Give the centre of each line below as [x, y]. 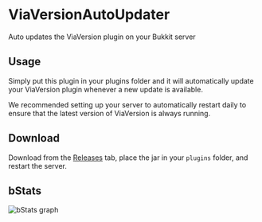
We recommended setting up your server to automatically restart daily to [127, 104]
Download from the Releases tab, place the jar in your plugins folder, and [128, 158]
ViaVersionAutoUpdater [89, 15]
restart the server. [38, 166]
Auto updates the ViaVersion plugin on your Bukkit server [102, 37]
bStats [25, 191]
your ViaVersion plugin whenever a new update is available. [106, 89]
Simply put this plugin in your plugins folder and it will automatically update [131, 80]
